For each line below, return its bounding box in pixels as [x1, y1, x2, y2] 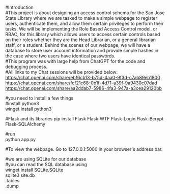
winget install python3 [5, 106, 52, 112]
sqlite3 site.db [5, 172, 35, 178]
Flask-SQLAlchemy [5, 121, 46, 127]
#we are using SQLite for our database [5, 156, 87, 162]
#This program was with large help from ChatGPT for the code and [5, 58, 146, 64]
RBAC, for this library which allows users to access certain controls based [5, 31, 160, 37]
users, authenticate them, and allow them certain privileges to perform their [5, 20, 164, 26]
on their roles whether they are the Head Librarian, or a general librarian [5, 37, 156, 43]
